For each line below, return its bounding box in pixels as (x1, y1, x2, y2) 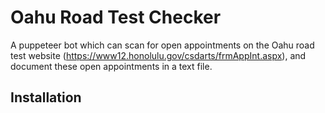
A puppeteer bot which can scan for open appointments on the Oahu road (10, 39, 315, 51)
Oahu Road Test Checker (10, 6, 222, 29)
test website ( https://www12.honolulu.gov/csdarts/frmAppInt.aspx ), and (10, 49, 307, 61)
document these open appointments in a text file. (10, 60, 213, 72)
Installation (10, 89, 82, 106)
